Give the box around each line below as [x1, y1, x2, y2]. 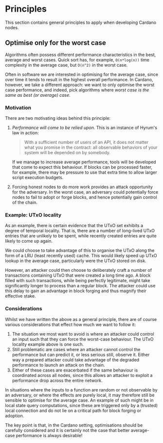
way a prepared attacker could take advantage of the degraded [12, 356, 140, 363]
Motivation [5, 104, 32, 111]
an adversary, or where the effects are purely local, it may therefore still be [5, 392, 155, 398]
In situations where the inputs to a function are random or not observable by [5, 387, 158, 392]
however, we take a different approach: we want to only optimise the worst [5, 82, 155, 88]
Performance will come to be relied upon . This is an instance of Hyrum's [12, 125, 157, 131]
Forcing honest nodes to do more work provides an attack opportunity [12, 184, 153, 190]
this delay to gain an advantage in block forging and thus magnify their [5, 288, 147, 294]
